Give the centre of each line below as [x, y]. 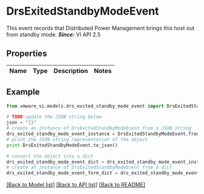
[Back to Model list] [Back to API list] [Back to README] [76, 185]
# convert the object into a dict [50, 156]
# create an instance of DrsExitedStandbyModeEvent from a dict [89, 168]
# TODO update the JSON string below [54, 117]
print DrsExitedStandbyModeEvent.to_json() [62, 145]
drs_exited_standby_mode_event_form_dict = [62, 173]
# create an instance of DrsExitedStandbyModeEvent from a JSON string [99, 128]
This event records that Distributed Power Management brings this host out [100, 28]
